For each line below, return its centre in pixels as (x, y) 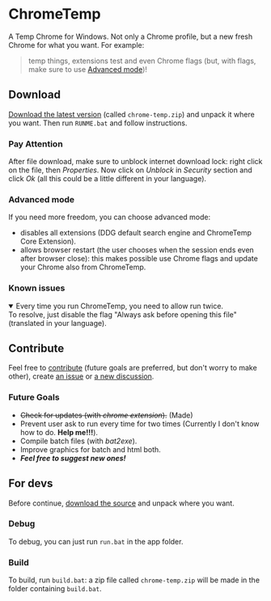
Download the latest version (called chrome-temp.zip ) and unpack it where (131, 114)
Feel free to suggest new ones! (73, 458)
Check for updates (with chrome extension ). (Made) (106, 415)
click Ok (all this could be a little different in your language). (108, 179)
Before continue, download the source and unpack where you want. (121, 503)
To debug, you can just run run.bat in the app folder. (96, 541)
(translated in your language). (57, 323)
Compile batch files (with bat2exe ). (78, 441)
